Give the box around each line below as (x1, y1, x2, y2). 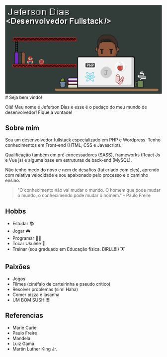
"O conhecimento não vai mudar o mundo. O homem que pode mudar (17, 187, 161, 193)
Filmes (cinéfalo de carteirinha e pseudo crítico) (12, 281, 111, 287)
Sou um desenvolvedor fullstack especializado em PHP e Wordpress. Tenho (5, 137, 161, 143)
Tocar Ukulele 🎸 (12, 241, 45, 247)
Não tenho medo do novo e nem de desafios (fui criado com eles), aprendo (5, 167, 160, 173)
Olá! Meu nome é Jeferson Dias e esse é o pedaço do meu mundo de (5, 104, 148, 110)
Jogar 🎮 (12, 228, 31, 234)
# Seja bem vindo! (5, 94, 42, 100)
